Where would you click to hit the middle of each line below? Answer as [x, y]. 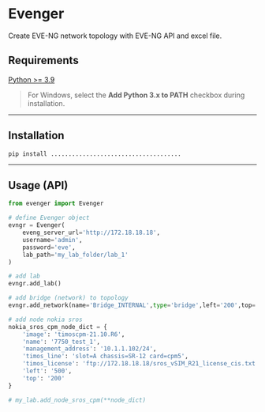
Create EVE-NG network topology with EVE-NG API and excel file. [115, 36]
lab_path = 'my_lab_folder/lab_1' [75, 255]
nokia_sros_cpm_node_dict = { [58, 327]
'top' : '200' [44, 378]
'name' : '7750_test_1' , [62, 342]
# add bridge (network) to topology [68, 298]
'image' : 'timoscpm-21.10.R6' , [74, 334]
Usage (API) [38, 185]
